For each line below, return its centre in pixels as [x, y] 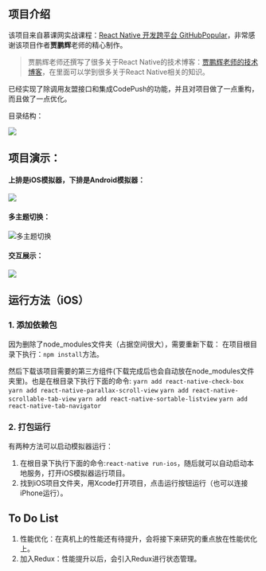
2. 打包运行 [29, 427]
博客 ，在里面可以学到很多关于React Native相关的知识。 [118, 72]
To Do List [33, 519]
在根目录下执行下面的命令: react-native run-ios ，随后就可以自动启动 [133, 463]
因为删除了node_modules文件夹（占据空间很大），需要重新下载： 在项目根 [129, 344]
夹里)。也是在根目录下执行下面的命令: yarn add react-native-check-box [126, 381]
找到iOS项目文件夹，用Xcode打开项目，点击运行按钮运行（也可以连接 [134, 483]
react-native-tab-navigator [55, 406]
